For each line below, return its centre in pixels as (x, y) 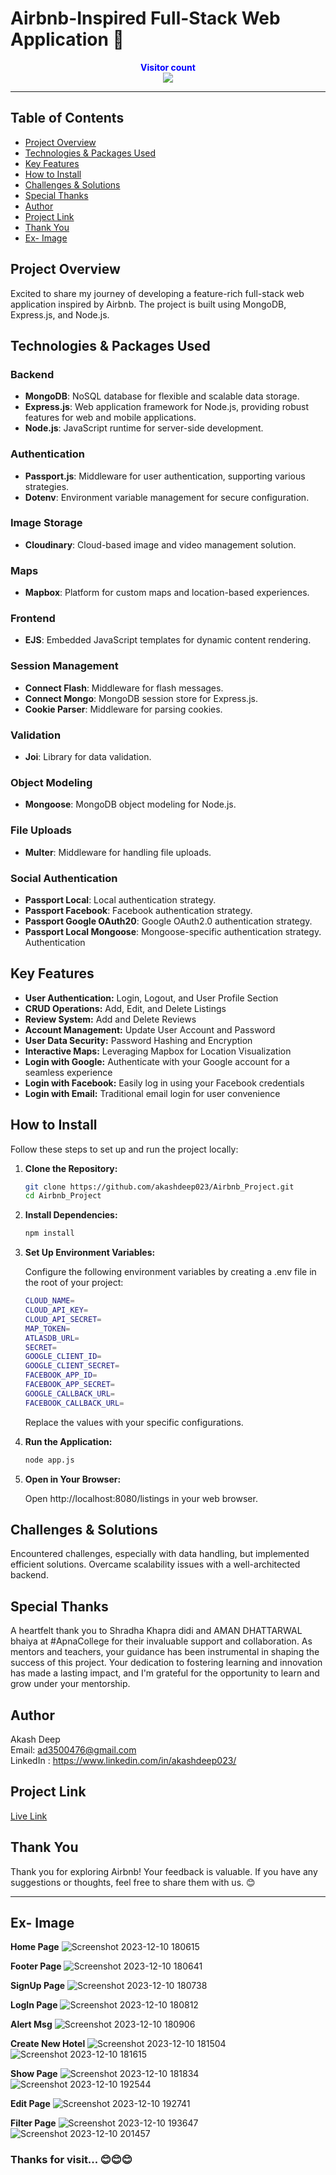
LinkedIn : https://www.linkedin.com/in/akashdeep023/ (123, 1760)
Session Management (64, 666)
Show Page (34, 2074)
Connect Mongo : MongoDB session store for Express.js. (141, 698)
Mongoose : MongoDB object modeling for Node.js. (130, 804)
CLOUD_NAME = (49, 1301)
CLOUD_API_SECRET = (63, 1319)
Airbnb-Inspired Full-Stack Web (145, 18)
